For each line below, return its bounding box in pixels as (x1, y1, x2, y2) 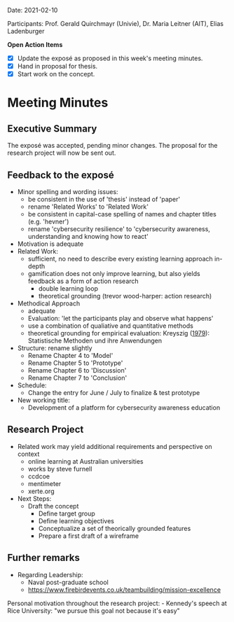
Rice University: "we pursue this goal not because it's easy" (7, 606, 180, 615)
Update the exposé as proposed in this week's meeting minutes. (17, 54, 203, 62)
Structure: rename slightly (17, 344, 92, 352)
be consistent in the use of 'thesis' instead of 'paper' (27, 195, 181, 203)
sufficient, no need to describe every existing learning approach (27, 255, 214, 263)
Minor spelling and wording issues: (17, 188, 118, 195)
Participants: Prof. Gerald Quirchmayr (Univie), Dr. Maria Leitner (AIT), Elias (7, 20, 224, 27)
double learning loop (38, 284, 98, 293)
